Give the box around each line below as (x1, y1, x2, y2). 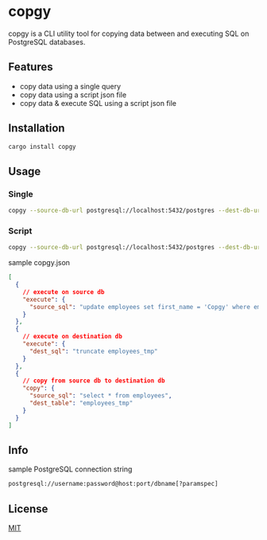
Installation (8, 122, 65, 135)
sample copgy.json (8, 258, 70, 268)
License (8, 502, 48, 515)
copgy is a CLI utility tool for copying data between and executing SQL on (8, 29, 250, 38)
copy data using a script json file (19, 90, 127, 100)
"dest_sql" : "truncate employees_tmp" (29, 347, 158, 355)
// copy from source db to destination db (22, 377, 165, 385)
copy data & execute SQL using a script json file (19, 98, 177, 108)
